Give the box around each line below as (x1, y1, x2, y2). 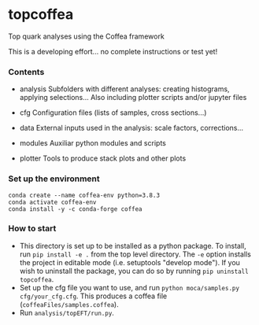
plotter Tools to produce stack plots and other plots (19, 153, 187, 163)
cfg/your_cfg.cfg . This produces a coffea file (19, 291, 168, 301)
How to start (8, 223, 57, 234)
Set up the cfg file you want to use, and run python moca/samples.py (19, 283, 240, 292)
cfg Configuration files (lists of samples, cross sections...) (19, 108, 207, 117)
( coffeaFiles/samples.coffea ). (19, 299, 120, 308)
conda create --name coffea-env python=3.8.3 (8, 191, 160, 199)
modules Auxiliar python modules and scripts (19, 138, 167, 148)
